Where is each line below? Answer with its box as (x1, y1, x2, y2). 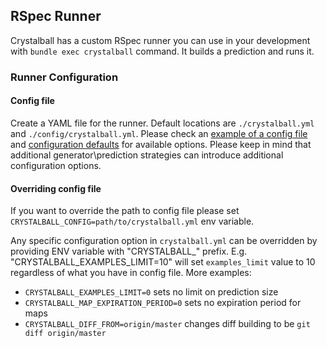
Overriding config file (10, 182, 102, 194)
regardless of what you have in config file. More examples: (10, 267, 252, 279)
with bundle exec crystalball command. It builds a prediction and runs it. (10, 45, 315, 57)
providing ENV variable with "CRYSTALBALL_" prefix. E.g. (10, 245, 248, 258)
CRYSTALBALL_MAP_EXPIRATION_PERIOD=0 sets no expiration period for (24, 297, 302, 309)
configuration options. (10, 159, 102, 171)
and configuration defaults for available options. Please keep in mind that (10, 138, 312, 150)
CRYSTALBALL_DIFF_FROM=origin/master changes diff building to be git (24, 318, 311, 330)
